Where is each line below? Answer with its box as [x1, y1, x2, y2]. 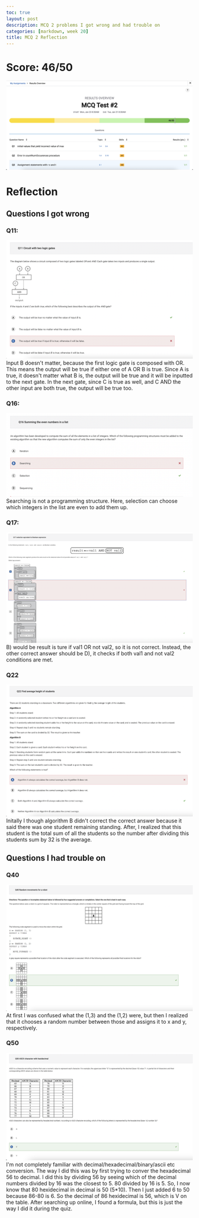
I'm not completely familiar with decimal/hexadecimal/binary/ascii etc [6, 1161, 175, 1168]
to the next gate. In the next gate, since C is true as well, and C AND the [6, 378, 181, 385]
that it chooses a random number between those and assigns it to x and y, [6, 1018, 187, 1025]
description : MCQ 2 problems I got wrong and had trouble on [6, 22, 161, 28]
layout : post [6, 15, 38, 22]
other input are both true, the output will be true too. [6, 385, 133, 392]
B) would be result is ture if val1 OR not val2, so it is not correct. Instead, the [6, 643, 191, 651]
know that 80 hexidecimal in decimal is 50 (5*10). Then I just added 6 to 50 [6, 1186, 190, 1193]
